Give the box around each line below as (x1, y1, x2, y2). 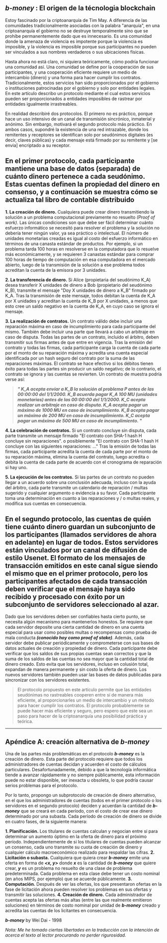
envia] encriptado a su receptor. (5, 142, 71, 148)
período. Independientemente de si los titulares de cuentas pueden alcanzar (5, 839, 162, 845)
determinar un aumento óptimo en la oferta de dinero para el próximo (5, 833, 147, 839)
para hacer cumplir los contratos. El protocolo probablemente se (17, 703, 150, 708)
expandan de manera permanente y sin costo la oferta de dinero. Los (5, 667, 147, 673)
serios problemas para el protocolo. (5, 783, 78, 789)
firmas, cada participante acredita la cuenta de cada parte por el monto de (5, 448, 158, 455)
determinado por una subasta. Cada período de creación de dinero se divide (5, 814, 162, 820)
